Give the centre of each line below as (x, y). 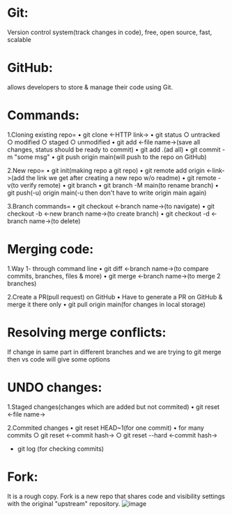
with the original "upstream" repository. (64, 503)
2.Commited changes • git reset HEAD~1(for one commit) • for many (106, 428)
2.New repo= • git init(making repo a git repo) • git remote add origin (106, 170)
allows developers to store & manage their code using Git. (90, 87)
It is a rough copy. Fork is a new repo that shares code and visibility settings (116, 496)
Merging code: (51, 249)
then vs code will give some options (59, 359)
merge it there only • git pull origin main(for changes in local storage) (106, 304)
